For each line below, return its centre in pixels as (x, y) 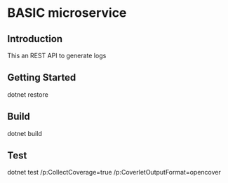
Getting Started (42, 77)
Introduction (35, 39)
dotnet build (25, 133)
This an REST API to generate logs (57, 55)
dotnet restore (28, 94)
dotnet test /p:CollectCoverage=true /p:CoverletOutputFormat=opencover (114, 172)
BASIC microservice (67, 13)
